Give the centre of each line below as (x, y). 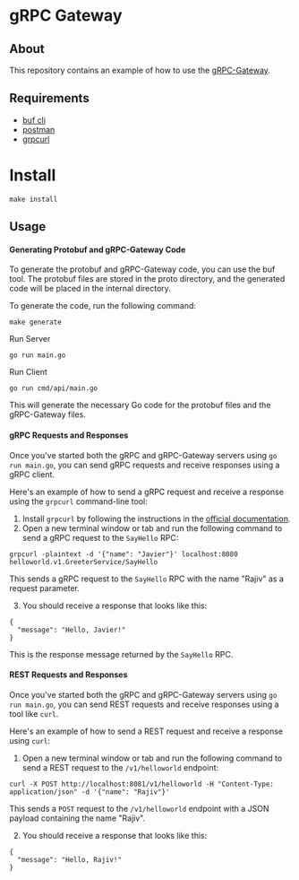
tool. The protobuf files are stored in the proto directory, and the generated (147, 279)
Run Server (30, 339)
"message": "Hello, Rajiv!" (70, 859)
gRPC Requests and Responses (69, 435)
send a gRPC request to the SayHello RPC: (100, 537)
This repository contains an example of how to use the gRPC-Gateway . (140, 70)
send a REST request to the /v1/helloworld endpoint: (120, 767)
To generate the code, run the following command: (103, 306)
